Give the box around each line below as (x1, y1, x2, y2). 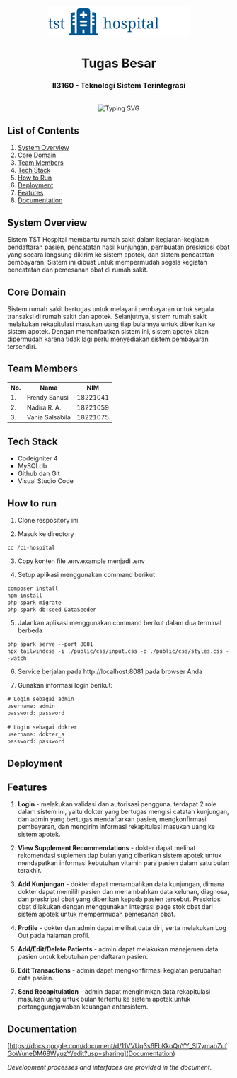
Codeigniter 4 (17, 454, 58, 463)
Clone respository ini (17, 516, 79, 525)
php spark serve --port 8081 (7, 641, 93, 648)
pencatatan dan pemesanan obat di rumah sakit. (7, 265, 149, 274)
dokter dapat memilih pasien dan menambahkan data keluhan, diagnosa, (17, 888, 230, 896)
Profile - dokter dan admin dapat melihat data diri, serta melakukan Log (17, 924, 226, 932)
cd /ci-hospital (7, 545, 55, 552)
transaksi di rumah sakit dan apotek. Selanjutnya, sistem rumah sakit (7, 312, 207, 320)
